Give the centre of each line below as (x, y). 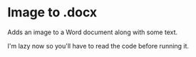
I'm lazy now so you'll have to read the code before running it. (98, 46)
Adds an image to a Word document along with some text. (93, 32)
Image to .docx (52, 12)
